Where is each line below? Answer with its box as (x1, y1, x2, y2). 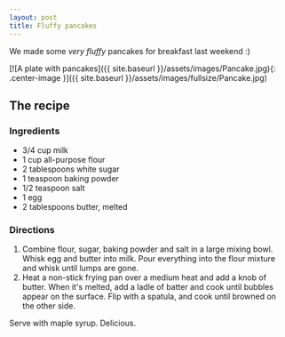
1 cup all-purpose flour (21, 155, 106, 165)
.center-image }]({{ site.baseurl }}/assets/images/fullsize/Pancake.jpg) (9, 72, 268, 83)
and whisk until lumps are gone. (21, 263, 139, 274)
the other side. (21, 301, 75, 311)
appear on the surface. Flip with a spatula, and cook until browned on (21, 291, 277, 302)
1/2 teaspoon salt (21, 183, 86, 194)
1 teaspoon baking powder (21, 173, 120, 184)
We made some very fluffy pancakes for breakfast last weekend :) (9, 45, 251, 56)
